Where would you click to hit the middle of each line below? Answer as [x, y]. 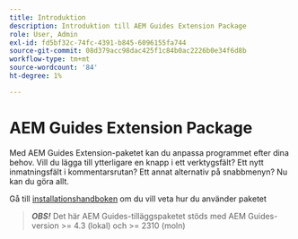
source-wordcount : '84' [54, 68]
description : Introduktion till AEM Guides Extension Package [128, 26]
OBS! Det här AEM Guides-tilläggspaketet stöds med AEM [139, 216]
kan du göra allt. [39, 181]
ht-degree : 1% [36, 76]
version [45, 226]
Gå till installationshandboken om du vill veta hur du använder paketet [138, 199]
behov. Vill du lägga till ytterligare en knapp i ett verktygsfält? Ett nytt [137, 162]
